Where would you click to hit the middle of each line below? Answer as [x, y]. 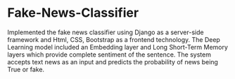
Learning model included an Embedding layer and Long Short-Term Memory [118, 47]
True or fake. [26, 69]
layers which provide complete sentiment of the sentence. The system [109, 55]
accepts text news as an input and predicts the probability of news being [113, 62]
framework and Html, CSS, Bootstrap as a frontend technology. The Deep [114, 39]
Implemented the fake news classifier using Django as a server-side [106, 32]
